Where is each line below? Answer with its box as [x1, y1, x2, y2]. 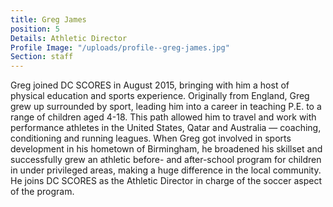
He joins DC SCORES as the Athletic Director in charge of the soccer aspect [10, 175, 323, 187]
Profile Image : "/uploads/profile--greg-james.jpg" [10, 42, 230, 53]
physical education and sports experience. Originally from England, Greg [10, 90, 310, 102]
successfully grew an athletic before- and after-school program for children [10, 154, 322, 166]
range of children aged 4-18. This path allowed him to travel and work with [10, 111, 317, 123]
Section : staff [10, 52, 74, 62]
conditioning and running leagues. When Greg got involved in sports [10, 132, 292, 145]
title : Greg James [10, 14, 87, 25]
